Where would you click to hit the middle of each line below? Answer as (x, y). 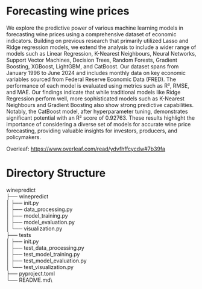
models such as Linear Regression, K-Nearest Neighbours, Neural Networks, (101, 53)
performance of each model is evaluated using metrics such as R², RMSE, (98, 85)
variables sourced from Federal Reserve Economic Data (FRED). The (91, 79)
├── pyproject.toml (31, 273)
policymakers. (24, 137)
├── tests (19, 235)
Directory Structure (56, 173)
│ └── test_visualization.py (40, 267)
